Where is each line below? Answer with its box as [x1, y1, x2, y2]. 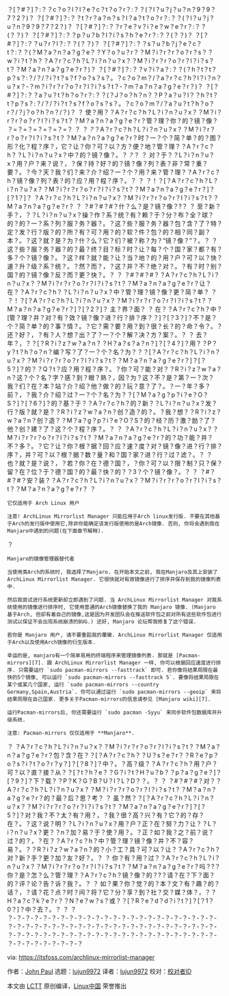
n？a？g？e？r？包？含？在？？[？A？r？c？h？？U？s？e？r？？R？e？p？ [7, 751, 219, 759]
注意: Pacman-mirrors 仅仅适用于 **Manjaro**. [7, 730, 135, 736]
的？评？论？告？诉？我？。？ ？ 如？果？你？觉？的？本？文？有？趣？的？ [7, 880, 220, 888]
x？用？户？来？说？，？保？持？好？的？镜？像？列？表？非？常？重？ [7, 160, 208, 167]
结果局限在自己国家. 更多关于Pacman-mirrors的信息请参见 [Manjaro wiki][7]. [7, 696, 211, 703]
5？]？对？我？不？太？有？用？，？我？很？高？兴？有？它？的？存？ [7, 811, 205, 819]
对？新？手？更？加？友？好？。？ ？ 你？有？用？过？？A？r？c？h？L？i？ [7, 854, 221, 862]
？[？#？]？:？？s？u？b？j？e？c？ [101, 40, 203, 47]
